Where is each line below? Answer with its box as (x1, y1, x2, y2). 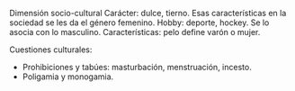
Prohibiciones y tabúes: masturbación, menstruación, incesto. (22, 62, 252, 72)
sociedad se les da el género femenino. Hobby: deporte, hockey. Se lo (9, 17, 270, 28)
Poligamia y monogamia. (22, 71, 114, 82)
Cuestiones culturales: (9, 44, 93, 55)
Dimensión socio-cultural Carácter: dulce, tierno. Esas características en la (9, 8, 287, 18)
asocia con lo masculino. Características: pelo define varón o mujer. (9, 27, 261, 37)
